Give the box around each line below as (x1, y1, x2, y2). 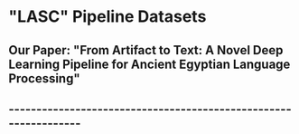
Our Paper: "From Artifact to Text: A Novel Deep (8, 43, 284, 58)
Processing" (8, 71, 80, 86)
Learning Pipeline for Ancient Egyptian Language (8, 56, 291, 72)
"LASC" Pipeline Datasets (8, 6, 207, 27)
